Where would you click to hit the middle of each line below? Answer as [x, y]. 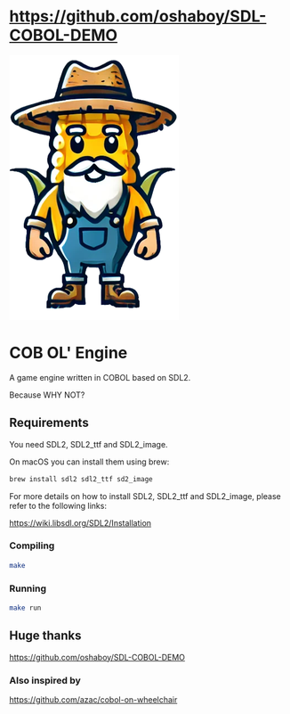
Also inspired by [45, 680]
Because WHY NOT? [47, 395]
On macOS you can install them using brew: [89, 462]
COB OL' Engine [68, 353]
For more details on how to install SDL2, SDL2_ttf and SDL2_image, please [145, 496]
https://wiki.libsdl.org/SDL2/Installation [81, 522]
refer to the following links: [58, 505]
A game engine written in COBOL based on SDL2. [100, 377]
